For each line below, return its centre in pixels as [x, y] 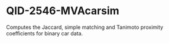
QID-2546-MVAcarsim [63, 11]
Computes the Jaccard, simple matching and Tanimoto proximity [85, 27]
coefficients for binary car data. [45, 33]
